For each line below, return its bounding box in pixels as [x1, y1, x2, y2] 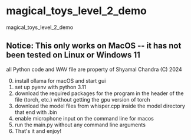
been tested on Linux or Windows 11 [6, 50, 140, 60]
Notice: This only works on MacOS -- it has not [6, 41, 182, 51]
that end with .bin [14, 108, 57, 116]
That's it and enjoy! [14, 127, 62, 134]
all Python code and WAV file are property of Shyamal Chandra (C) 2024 [6, 66, 183, 73]
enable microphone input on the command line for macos [14, 115, 154, 122]
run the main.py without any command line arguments [14, 121, 146, 128]
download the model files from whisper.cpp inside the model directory [14, 102, 186, 109]
